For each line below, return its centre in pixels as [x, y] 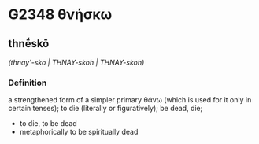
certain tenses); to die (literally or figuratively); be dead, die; [105, 109]
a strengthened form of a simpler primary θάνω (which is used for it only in [130, 100]
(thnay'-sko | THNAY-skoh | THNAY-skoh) [76, 62]
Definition [28, 83]
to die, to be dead [48, 124]
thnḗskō [29, 44]
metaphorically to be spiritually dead [79, 132]
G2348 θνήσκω [60, 15]
